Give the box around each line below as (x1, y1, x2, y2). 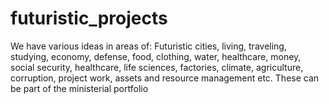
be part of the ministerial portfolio (10, 82, 149, 94)
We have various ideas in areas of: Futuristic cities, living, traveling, (10, 40, 287, 52)
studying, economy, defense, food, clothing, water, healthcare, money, (10, 50, 302, 62)
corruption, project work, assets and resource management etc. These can (10, 72, 320, 84)
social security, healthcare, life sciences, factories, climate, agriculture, (10, 61, 304, 73)
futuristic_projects (10, 7, 168, 30)
